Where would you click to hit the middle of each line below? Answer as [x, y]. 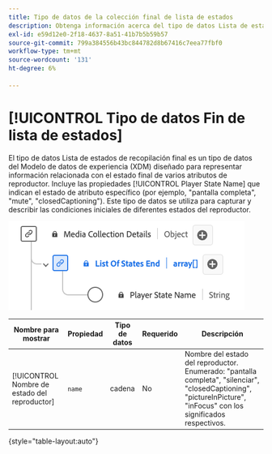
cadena [122, 388]
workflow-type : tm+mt [45, 51]
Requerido [160, 334]
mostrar [36, 338]
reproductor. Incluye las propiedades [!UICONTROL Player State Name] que [134, 183]
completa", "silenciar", [222, 380]
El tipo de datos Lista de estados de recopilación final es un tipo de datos [130, 157]
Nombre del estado [217, 354]
